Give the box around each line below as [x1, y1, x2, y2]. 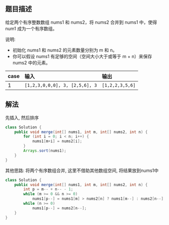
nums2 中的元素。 [12, 60, 50, 66]
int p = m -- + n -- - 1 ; [23, 187, 73, 192]
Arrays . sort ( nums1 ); [23, 148, 67, 153]
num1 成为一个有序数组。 [5, 25, 57, 31]
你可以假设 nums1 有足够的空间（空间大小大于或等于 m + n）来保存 [12, 53, 152, 59]
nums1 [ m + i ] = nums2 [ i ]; [32, 139, 82, 144]
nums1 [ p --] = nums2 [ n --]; [32, 205, 87, 211]
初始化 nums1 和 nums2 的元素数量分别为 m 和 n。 [12, 47, 118, 53]
